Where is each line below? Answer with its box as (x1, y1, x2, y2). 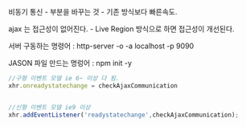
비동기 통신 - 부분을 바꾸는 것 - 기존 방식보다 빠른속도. (8, 7, 178, 16)
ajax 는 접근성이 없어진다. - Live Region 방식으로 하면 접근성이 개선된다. (8, 24, 235, 34)
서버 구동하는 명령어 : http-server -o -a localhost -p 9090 (8, 41, 195, 51)
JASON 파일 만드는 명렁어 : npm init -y (8, 59, 133, 68)
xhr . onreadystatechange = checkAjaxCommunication (8, 81, 178, 90)
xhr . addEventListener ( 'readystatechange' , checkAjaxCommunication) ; (8, 111, 240, 119)
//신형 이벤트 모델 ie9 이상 (8, 103, 91, 111)
